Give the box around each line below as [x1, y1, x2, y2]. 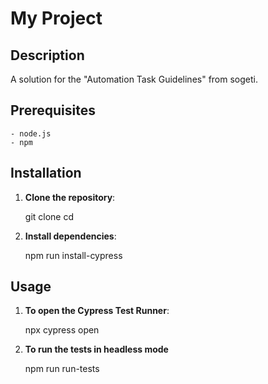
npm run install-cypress [24, 249, 123, 261]
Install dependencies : [24, 230, 117, 242]
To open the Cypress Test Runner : [24, 305, 170, 317]
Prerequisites [10, 102, 96, 119]
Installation [10, 165, 82, 182]
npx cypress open [24, 324, 100, 336]
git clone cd [24, 210, 75, 222]
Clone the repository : [24, 191, 116, 203]
